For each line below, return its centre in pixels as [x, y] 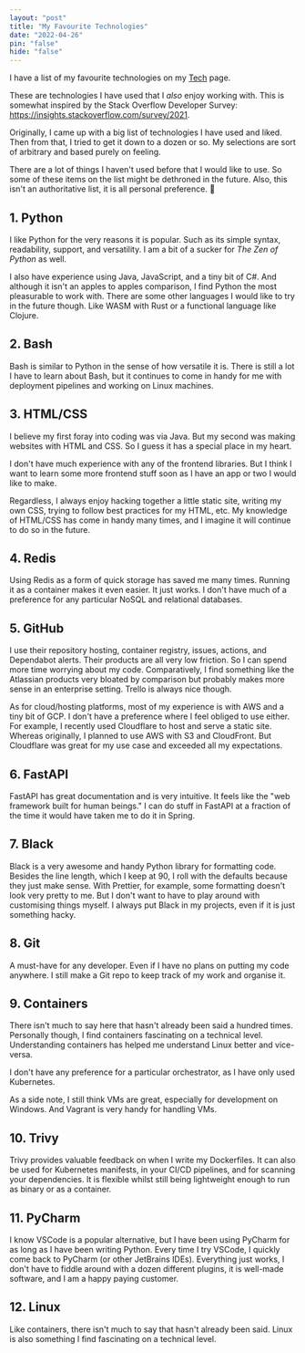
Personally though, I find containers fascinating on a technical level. [137, 1036]
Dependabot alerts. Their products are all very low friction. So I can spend [148, 660]
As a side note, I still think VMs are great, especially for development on [144, 1099]
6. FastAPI [39, 774]
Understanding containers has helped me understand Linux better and [141, 1045]
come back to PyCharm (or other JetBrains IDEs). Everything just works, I [147, 1259]
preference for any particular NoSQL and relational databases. [126, 599]
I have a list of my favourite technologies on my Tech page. [120, 78]
